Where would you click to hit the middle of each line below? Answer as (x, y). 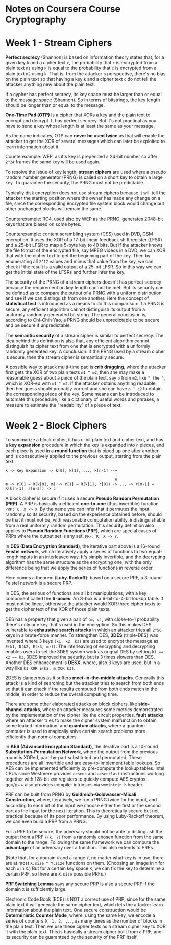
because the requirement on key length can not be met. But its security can (84, 288)
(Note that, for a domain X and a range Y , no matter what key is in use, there (85, 858)
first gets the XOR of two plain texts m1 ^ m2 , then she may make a (75, 372)
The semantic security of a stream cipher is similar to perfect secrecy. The (84, 336)
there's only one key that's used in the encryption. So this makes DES (78, 625)
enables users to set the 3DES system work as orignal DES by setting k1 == (84, 652)
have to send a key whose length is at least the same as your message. (80, 126)
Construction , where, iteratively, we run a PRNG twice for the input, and (81, 800)
